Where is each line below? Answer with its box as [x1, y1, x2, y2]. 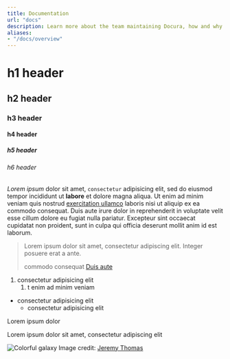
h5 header [7, 146, 38, 154]
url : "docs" [7, 17, 41, 23]
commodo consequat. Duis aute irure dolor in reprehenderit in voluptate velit [7, 206, 223, 215]
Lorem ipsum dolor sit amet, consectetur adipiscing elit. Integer [23, 241, 203, 250]
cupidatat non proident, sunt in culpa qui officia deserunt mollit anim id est [7, 221, 218, 229]
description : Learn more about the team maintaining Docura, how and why [7, 23, 223, 30]
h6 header [7, 163, 36, 172]
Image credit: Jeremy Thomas [58, 343, 143, 351]
